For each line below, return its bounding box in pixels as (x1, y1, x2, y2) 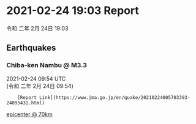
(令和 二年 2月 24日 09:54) (6, 82, 73, 89)
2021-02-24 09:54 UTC (6, 75, 66, 82)
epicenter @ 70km (6, 111, 53, 118)
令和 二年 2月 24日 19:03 (6, 24, 69, 32)
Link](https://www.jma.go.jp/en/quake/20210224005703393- (39, 94, 190, 101)
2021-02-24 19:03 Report (6, 4, 140, 18)
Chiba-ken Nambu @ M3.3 (6, 61, 88, 70)
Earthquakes (6, 43, 56, 53)
